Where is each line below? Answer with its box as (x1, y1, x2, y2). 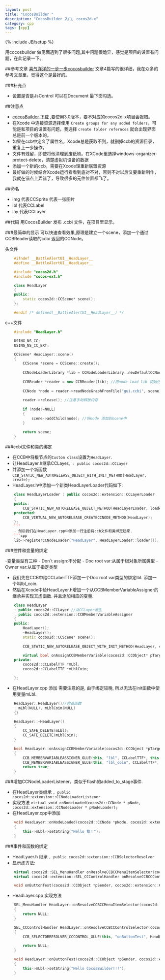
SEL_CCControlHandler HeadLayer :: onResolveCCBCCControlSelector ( (14, 925, 151, 930)
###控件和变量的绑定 (5, 547, 48, 553)
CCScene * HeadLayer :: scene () (14, 352, 74, 357)
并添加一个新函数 (12, 466, 47, 473)
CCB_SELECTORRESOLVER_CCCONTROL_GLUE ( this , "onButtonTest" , (23, 934, 148, 939)
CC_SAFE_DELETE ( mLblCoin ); (23, 733, 78, 738)
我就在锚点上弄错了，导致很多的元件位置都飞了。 (12, 175, 111, 181)
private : (14, 657, 32, 662)
